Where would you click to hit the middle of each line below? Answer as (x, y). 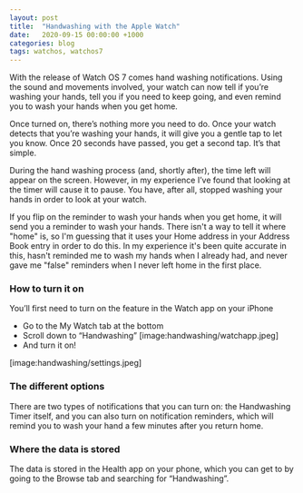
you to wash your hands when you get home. (94, 106)
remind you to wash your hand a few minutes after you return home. (137, 425)
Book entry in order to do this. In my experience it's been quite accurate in (148, 246)
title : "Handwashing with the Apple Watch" (95, 26)
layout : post (34, 18)
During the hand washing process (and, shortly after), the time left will (140, 171)
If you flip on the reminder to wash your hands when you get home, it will (146, 217)
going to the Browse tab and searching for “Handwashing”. (119, 478)
